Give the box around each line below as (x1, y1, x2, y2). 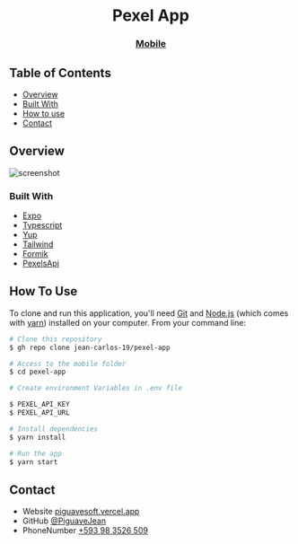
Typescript (22, 220, 63, 231)
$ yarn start (9, 457, 58, 467)
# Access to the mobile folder (9, 359, 127, 368)
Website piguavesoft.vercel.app (22, 506, 140, 517)
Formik (22, 249, 48, 259)
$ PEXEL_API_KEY (9, 400, 70, 409)
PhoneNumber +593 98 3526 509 (22, 525, 148, 536)
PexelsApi (22, 258, 60, 269)
